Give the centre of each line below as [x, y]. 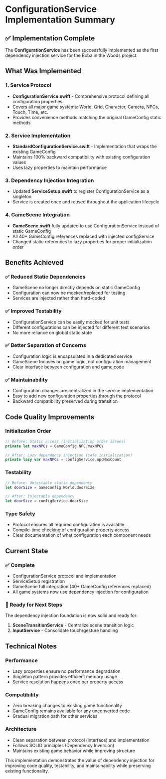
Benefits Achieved [34, 262]
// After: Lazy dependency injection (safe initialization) [69, 455]
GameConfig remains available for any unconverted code [71, 711]
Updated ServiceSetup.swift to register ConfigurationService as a [81, 191]
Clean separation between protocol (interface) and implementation [81, 740]
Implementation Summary [60, 20]
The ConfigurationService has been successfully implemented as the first [82, 50]
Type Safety [20, 514]
